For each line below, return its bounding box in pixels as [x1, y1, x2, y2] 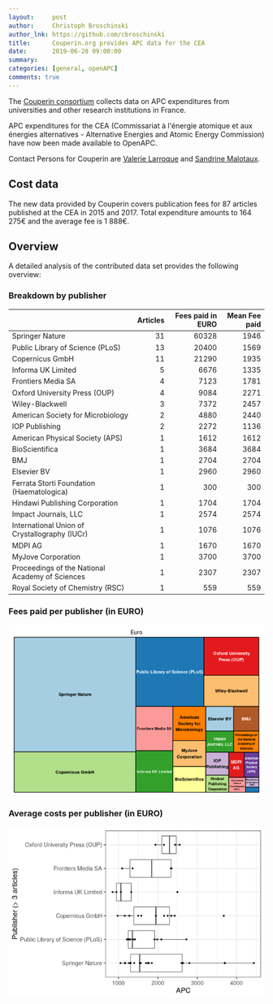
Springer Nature [11, 331, 66, 341]
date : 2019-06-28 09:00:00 [8, 47, 122, 56]
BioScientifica [11, 444, 58, 454]
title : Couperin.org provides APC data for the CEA [8, 39, 206, 47]
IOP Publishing [11, 422, 61, 431]
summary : [8, 56, 38, 64]
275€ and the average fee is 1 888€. [8, 216, 130, 226]
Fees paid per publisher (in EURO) [8, 605, 145, 617]
